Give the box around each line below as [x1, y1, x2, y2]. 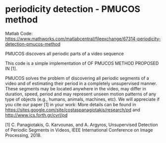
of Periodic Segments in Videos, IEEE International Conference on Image [5, 127, 153, 133]
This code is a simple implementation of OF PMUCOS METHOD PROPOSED [5, 60, 159, 66]
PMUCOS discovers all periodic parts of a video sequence [5, 51, 124, 57]
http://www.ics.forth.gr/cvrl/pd [5, 112, 68, 118]
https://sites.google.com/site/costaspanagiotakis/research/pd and [5, 107, 140, 113]
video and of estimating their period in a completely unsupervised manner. [5, 80, 158, 86]
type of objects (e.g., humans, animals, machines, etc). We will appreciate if [5, 96, 160, 102]
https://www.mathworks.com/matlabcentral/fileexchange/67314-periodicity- [5, 36, 161, 42]
